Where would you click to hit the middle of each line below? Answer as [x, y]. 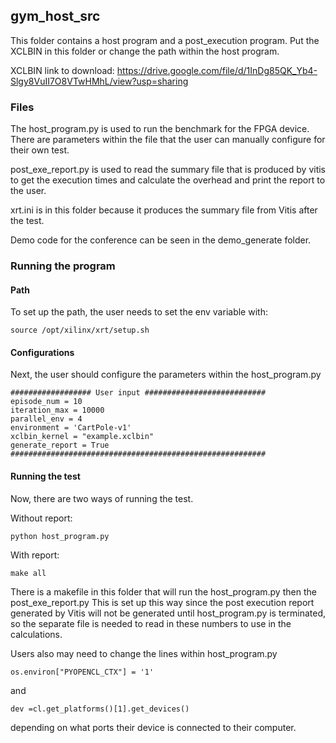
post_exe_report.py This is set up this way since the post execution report [162, 602]
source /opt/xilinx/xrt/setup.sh [80, 330]
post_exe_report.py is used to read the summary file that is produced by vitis [168, 170]
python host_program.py [60, 536]
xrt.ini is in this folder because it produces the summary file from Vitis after [164, 210]
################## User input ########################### [138, 393]
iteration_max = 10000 [57, 410]
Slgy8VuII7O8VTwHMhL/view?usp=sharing [99, 81]
